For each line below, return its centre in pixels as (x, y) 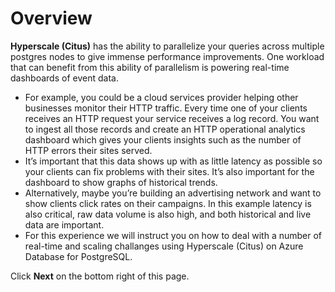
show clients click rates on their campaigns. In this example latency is (168, 203)
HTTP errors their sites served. (88, 150)
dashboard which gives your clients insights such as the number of (163, 139)
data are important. (64, 224)
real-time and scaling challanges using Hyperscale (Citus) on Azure (164, 246)
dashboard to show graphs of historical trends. (121, 182)
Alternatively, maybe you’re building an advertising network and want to (173, 193)
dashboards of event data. (64, 78)
